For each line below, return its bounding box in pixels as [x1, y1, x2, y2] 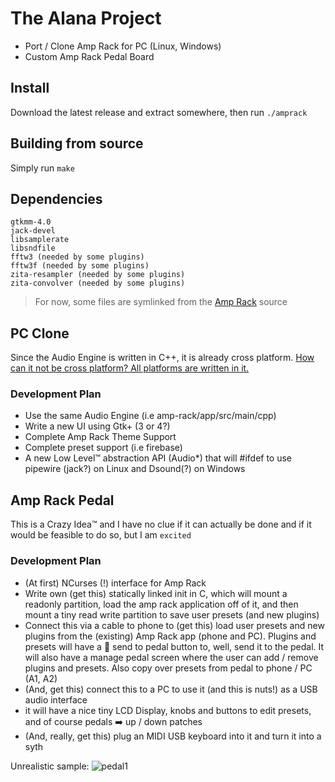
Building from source [10, 135, 144, 152]
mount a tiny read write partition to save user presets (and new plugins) [24, 608, 320, 621]
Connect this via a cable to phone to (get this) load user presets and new [24, 619, 325, 631]
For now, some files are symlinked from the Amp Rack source [34, 296, 288, 308]
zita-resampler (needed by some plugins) [10, 270, 186, 280]
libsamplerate [10, 235, 70, 245]
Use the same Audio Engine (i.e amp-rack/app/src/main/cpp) [24, 410, 277, 422]
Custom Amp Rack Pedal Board [24, 50, 155, 62]
